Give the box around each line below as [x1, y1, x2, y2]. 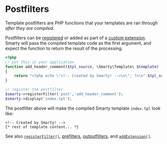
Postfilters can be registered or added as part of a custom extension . [5, 35, 147, 41]
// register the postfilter [5, 87, 64, 92]
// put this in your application [5, 60, 75, 65]
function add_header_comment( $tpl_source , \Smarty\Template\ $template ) [5, 64, 159, 69]
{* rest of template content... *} [5, 124, 79, 130]
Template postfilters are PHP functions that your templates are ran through [5, 20, 158, 26]
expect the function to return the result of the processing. [5, 45, 123, 51]
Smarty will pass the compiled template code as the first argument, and [5, 40, 152, 46]
